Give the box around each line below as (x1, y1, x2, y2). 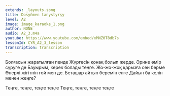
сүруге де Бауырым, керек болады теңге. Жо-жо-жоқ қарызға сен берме (5, 64, 165, 70)
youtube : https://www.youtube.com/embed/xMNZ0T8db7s (5, 36, 119, 41)
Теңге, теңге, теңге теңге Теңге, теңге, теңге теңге (5, 84, 114, 91)
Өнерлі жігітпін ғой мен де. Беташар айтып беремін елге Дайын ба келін (5, 69, 163, 76)
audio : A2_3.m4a (5, 31, 40, 36)
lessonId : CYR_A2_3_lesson (5, 40, 62, 45)
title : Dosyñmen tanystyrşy (5, 12, 65, 17)
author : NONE (5, 26, 33, 31)
